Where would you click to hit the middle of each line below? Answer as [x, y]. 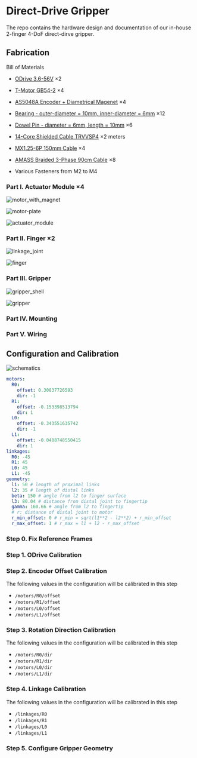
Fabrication [28, 53]
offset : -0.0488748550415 [49, 440]
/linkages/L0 [31, 727]
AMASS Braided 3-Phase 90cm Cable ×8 [65, 159]
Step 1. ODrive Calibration [44, 555]
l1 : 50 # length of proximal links [56, 484]
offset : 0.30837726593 [45, 390]
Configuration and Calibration [62, 354]
